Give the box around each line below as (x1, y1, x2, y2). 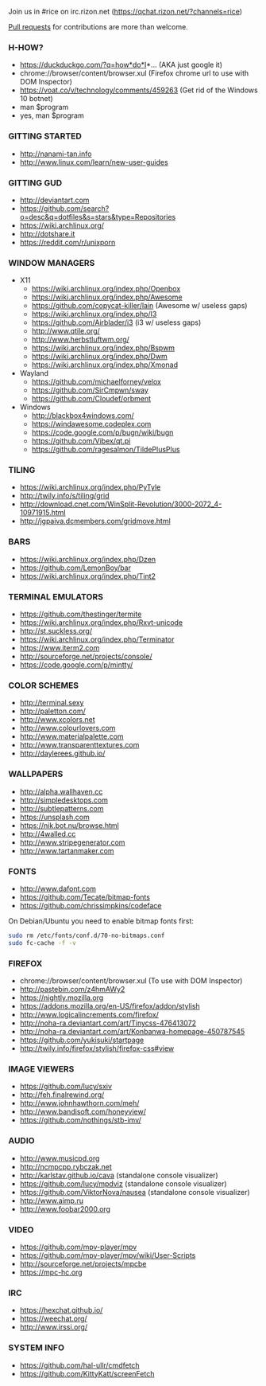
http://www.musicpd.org (19, 1154, 100, 1163)
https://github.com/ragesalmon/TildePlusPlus (31, 445, 180, 455)
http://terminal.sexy (19, 698, 84, 708)
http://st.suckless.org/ (19, 627, 93, 636)
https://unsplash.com (19, 812, 90, 822)
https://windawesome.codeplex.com (31, 420, 152, 429)
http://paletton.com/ (19, 706, 86, 716)
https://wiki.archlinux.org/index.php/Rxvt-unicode (19, 618, 183, 627)
